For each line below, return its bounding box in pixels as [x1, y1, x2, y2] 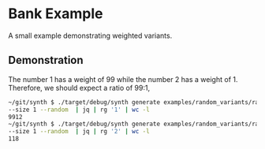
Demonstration [8, 54, 84, 67]
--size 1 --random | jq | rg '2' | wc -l [8, 128, 150, 136]
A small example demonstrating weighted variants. [8, 31, 173, 40]
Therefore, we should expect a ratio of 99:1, [8, 83, 151, 92]
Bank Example [8, 5, 104, 23]
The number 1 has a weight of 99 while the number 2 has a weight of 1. [8, 74, 238, 84]
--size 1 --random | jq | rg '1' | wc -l [8, 106, 150, 114]
